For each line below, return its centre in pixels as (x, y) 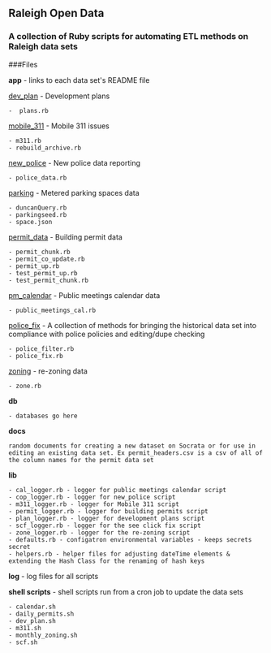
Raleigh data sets (43, 46)
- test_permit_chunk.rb (49, 280)
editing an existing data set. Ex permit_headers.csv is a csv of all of (136, 453)
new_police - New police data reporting (74, 162)
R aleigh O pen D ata (56, 13)
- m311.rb (25, 141)
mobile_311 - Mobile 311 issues (59, 126)
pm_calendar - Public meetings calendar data (84, 295)
